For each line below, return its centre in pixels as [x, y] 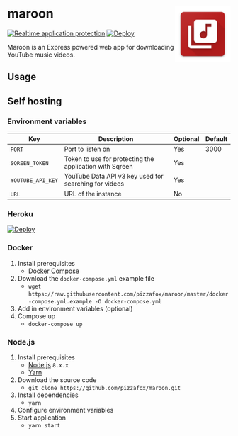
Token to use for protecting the [109, 159]
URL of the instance [93, 194]
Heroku [20, 213]
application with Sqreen [98, 167]
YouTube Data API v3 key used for [114, 177]
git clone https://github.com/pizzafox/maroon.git [104, 388]
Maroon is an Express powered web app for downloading [91, 47]
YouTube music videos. [41, 55]
